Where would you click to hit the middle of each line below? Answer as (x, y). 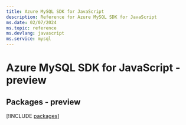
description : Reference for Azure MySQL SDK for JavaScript (82, 17)
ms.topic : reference (32, 28)
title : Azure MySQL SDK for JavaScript (55, 11)
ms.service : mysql (29, 39)
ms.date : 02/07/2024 (32, 22)
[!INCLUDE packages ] (33, 116)
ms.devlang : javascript (35, 33)
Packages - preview (43, 102)
